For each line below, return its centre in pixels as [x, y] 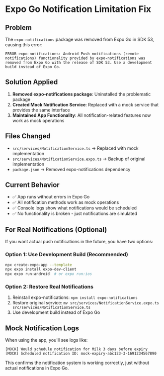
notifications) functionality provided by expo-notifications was [75, 58]
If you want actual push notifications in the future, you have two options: [79, 242]
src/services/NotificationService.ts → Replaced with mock [76, 148]
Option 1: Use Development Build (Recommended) [67, 255]
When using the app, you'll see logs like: [46, 340]
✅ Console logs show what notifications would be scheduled [75, 208]
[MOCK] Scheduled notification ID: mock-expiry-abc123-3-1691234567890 [81, 354]
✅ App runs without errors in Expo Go [51, 197]
